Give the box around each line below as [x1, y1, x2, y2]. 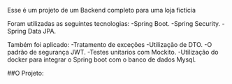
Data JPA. [27, 27, 57, 35]
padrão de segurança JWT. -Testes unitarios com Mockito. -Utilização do [7, 48, 219, 56]
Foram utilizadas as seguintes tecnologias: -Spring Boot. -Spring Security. [7, 20, 221, 27]
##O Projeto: [7, 69, 44, 77]
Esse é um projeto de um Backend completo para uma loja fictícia [7, 6, 196, 14]
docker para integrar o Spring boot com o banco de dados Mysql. [7, 55, 196, 64]
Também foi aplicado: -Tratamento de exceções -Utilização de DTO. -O [7, 41, 212, 48]
